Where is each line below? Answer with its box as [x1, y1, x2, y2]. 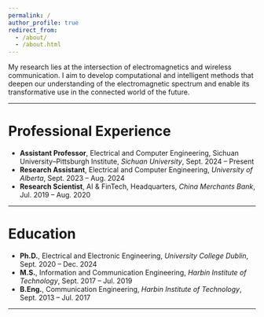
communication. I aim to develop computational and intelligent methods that [8, 71, 254, 80]
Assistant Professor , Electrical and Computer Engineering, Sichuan [19, 149, 240, 158]
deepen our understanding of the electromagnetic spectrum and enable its [8, 79, 250, 89]
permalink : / [8, 11, 51, 20]
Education [8, 225, 76, 243]
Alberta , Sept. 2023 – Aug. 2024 [19, 174, 125, 183]
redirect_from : [8, 26, 58, 34]
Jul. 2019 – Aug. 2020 [19, 190, 91, 200]
